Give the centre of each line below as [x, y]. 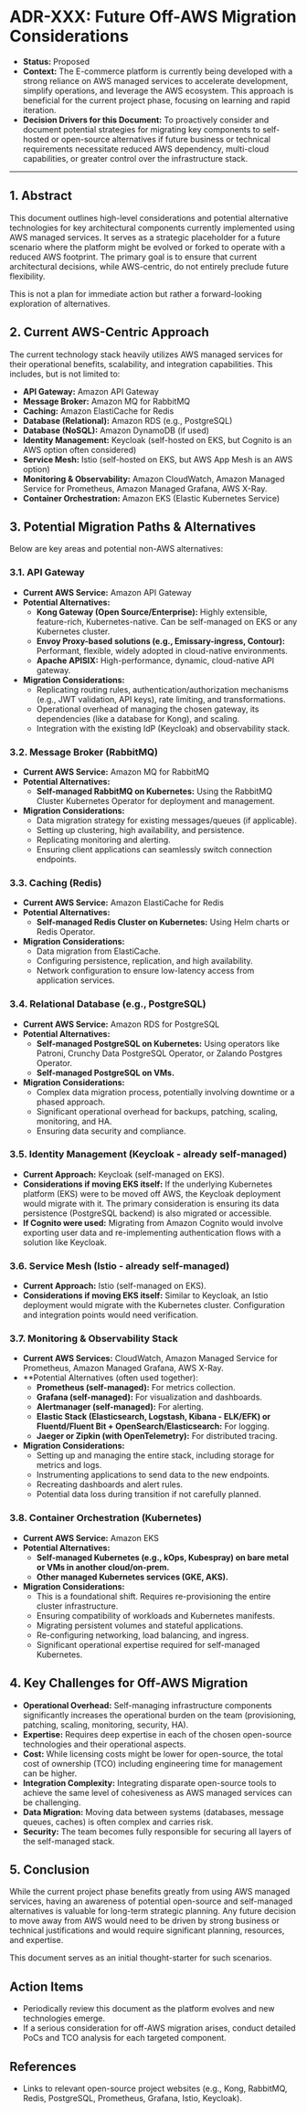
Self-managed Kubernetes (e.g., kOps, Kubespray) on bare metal [163, 1557]
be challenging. [52, 1802]
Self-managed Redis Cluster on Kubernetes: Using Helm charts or [163, 922]
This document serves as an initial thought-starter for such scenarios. [141, 1958]
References [43, 2066]
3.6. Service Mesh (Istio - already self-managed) [120, 1265]
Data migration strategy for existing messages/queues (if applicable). [166, 820]
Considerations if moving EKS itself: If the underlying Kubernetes [148, 1184]
